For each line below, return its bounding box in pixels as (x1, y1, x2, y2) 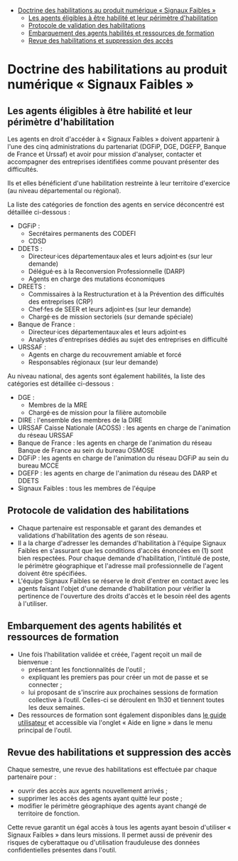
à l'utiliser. (17, 599, 48, 608)
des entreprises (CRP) (28, 297, 94, 306)
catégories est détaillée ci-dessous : (7, 379, 114, 388)
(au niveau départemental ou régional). (7, 187, 121, 195)
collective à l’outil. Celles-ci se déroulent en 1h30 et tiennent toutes (28, 695, 225, 704)
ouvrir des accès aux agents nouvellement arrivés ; (17, 787, 168, 795)
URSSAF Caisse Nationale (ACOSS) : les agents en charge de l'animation (17, 423, 231, 432)
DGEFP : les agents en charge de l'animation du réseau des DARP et (17, 469, 217, 477)
